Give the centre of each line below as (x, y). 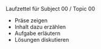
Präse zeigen (31, 20)
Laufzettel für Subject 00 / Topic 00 (50, 9)
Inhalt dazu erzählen (40, 27)
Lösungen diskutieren (42, 40)
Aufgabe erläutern (37, 33)
